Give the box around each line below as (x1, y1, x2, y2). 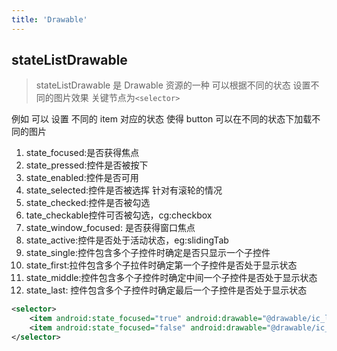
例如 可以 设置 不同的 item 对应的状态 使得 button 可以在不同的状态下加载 (11, 113, 313, 125)
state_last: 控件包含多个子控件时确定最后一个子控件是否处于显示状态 (25, 284, 308, 296)
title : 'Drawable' (11, 14, 88, 25)
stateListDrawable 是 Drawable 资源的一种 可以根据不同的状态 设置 (35, 79, 311, 91)
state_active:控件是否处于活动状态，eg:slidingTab (25, 234, 229, 246)
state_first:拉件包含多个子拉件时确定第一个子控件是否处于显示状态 (25, 259, 298, 271)
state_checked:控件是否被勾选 (25, 197, 151, 209)
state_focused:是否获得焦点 (25, 147, 140, 159)
